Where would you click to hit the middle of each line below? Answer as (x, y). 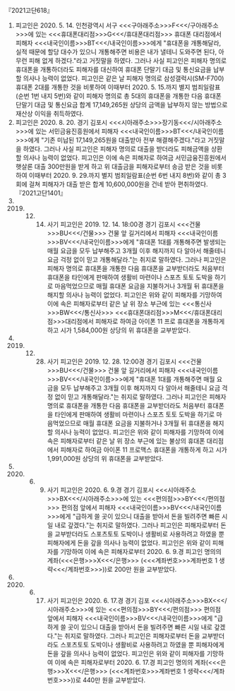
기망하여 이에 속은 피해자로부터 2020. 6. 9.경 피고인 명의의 (141, 552)
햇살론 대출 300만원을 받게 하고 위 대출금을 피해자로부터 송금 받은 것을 (113, 167)
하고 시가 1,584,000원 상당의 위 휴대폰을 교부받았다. (119, 330)
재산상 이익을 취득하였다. (49, 114)
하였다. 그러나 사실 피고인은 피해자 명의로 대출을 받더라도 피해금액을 (116, 149)
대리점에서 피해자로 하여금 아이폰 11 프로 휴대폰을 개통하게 (145, 321)
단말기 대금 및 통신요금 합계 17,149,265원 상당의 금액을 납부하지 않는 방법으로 (122, 105)
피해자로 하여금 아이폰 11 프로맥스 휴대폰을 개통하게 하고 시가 (144, 450)
